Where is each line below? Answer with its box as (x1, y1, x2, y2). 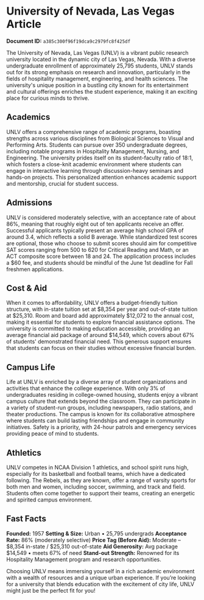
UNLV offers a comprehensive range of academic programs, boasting (6, 128, 181, 135)
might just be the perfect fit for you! (6, 587, 96, 594)
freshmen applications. (6, 265, 64, 273)
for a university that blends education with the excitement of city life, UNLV (6, 580, 195, 588)
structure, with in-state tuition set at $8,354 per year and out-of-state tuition (6, 305, 198, 313)
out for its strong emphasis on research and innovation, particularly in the (6, 68, 191, 75)
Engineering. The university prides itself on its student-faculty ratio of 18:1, (6, 154, 194, 161)
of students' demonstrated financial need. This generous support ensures (6, 338, 192, 345)
